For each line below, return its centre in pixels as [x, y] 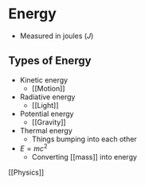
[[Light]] [45, 105]
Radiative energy [47, 97]
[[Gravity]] [49, 122]
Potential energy [47, 114]
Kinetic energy [44, 79]
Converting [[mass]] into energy [84, 157]
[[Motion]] [48, 88]
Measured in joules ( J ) [57, 36]
